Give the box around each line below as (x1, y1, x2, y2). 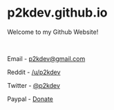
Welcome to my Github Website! (7, 28, 99, 36)
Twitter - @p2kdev (7, 81, 61, 89)
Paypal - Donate (7, 95, 53, 103)
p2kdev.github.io (7, 5, 108, 21)
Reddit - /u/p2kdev (7, 68, 61, 76)
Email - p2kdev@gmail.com (7, 54, 86, 63)
